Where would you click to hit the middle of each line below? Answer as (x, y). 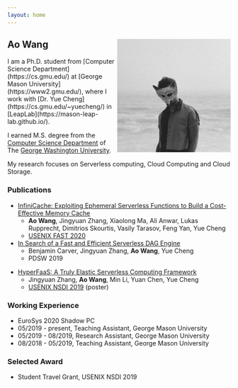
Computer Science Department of (57, 143)
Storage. (20, 172)
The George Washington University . (59, 150)
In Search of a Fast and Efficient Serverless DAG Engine (99, 243)
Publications (29, 190)
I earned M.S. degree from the (51, 135)
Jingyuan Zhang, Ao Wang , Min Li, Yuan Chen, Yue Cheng (113, 279)
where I (96, 91)
